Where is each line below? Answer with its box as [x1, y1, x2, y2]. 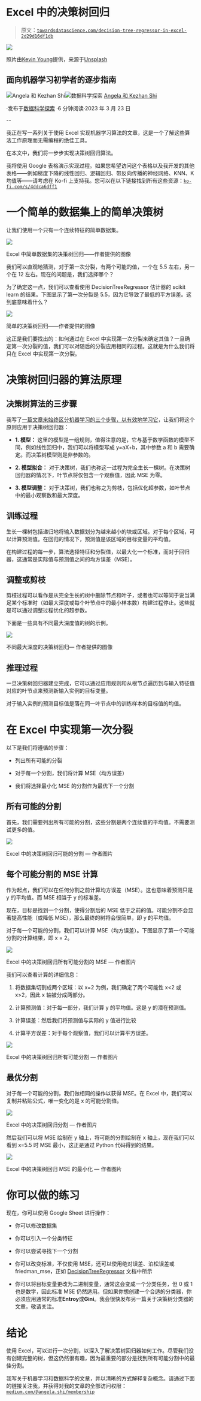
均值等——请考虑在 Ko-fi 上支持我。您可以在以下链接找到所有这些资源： [6, 177, 184, 184]
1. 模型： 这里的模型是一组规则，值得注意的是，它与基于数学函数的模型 [14, 436, 190, 443]
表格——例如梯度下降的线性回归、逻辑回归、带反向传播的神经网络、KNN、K [6, 169, 194, 177]
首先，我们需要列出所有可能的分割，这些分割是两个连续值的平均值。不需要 [6, 819, 190, 826]
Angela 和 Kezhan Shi [103, 92, 157, 99]
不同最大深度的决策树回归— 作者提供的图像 [6, 644, 112, 651]
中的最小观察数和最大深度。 [14, 491, 84, 499]
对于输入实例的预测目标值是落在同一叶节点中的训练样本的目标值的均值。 [6, 700, 184, 707]
